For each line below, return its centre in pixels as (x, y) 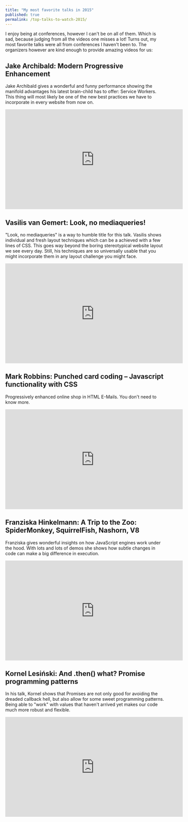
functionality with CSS (41, 384)
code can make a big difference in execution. (52, 553)
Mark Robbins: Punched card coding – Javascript (84, 377)
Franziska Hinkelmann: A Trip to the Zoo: (71, 522)
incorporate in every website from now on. (50, 102)
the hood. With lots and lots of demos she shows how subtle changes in (80, 548)
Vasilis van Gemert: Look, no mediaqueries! (76, 222)
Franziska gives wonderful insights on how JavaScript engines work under (83, 542)
